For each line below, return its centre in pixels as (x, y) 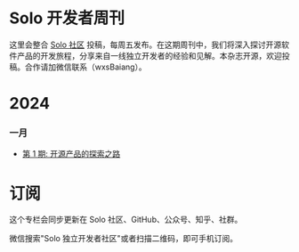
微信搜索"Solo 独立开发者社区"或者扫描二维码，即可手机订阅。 (124, 239)
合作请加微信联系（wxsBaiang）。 (85, 67)
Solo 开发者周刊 (67, 18)
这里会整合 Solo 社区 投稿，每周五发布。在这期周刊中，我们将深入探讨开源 (145, 45)
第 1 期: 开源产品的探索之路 (71, 154)
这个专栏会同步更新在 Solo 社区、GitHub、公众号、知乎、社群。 (126, 220)
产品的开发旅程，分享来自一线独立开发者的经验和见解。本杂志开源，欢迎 (149, 55)
